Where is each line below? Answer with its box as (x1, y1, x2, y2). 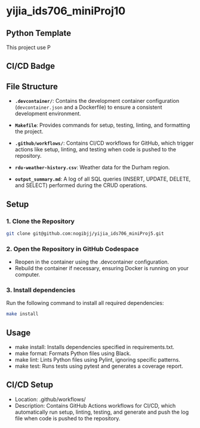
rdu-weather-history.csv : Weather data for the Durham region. (14, 164, 170, 171)
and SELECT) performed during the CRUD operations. (14, 182, 147, 189)
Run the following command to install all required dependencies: (6, 299, 164, 307)
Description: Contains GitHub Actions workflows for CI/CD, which (14, 402, 176, 409)
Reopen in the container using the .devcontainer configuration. (14, 258, 169, 265)
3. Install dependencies (6, 286, 76, 294)
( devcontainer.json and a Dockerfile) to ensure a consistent (14, 103, 162, 111)
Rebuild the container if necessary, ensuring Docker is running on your (14, 265, 189, 272)
